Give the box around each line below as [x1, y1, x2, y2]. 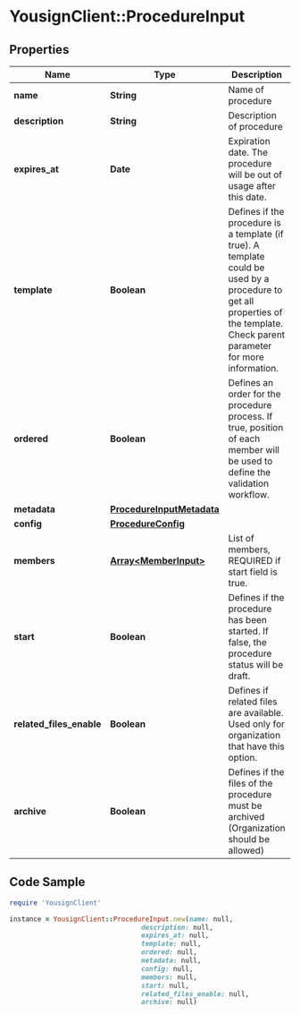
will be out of [228, 168, 283, 181]
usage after [228, 180, 277, 192]
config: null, [141, 964, 194, 973]
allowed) [228, 844, 265, 856]
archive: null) [141, 998, 198, 1007]
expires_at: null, [141, 931, 210, 941]
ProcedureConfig [110, 517, 186, 530]
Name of [228, 83, 265, 96]
